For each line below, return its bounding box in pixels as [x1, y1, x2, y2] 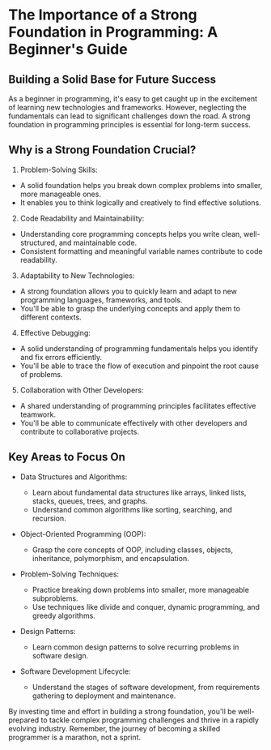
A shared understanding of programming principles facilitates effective [19, 401, 256, 410]
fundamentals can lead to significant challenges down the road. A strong [8, 111, 251, 121]
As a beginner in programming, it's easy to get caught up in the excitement [8, 94, 257, 103]
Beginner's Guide [8, 41, 128, 58]
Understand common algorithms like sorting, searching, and [32, 504, 233, 514]
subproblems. [32, 594, 78, 603]
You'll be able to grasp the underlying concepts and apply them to [19, 303, 241, 313]
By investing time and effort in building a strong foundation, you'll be [8, 706, 236, 716]
